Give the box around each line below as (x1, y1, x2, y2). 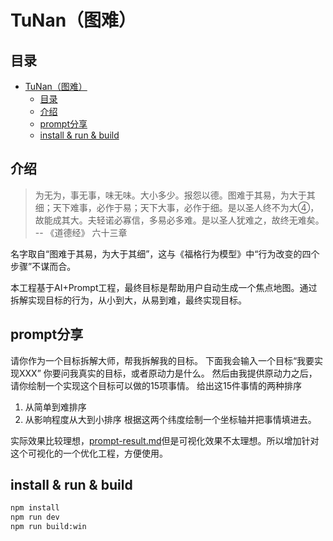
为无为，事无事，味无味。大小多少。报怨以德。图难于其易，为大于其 (34, 189, 316, 201)
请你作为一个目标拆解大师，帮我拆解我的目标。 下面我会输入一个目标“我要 (10, 354, 315, 366)
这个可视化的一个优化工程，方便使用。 (10, 447, 168, 459)
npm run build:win (10, 522, 87, 532)
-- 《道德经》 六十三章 (34, 226, 128, 238)
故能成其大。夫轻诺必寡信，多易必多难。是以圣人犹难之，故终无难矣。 (34, 214, 325, 226)
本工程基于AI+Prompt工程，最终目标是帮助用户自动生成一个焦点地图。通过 (10, 281, 318, 293)
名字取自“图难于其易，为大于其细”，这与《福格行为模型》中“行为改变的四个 (10, 247, 320, 260)
